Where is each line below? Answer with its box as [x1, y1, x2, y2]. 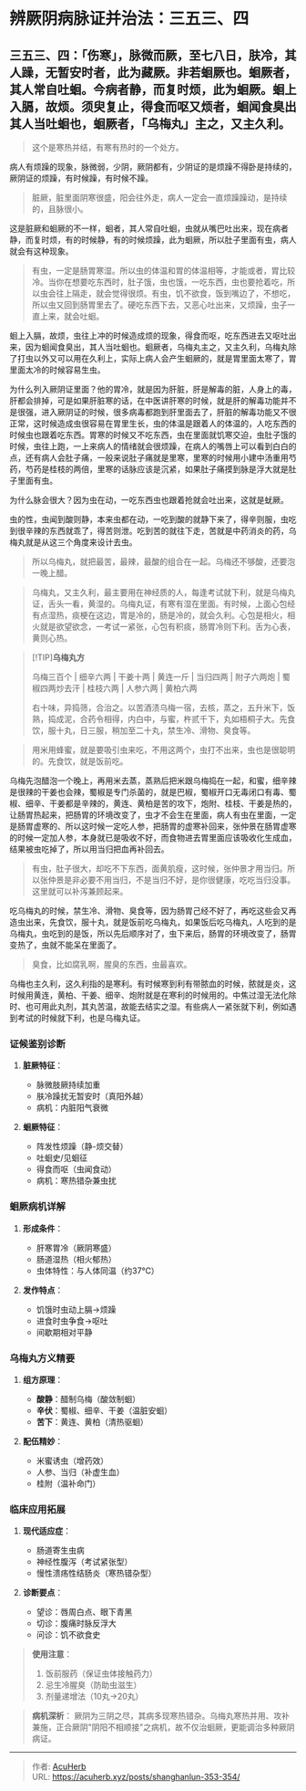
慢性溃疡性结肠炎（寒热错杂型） [36, 1567, 157, 1579]
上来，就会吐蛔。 [39, 311, 105, 321]
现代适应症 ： [22, 1525, 71, 1536]
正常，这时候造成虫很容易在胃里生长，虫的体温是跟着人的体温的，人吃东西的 [9, 418, 297, 429]
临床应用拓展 [9, 1503, 66, 1515]
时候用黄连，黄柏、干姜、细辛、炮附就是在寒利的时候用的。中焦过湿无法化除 [9, 990, 297, 1000]
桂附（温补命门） [36, 1478, 101, 1489]
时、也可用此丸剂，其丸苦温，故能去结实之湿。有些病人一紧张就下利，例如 [9, 1001, 289, 1011]
